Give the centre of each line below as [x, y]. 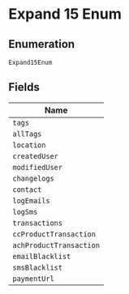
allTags [27, 134]
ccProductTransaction [54, 234]
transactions [38, 223]
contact [27, 190]
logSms [25, 212]
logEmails [31, 200]
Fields [24, 87]
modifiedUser [38, 167]
